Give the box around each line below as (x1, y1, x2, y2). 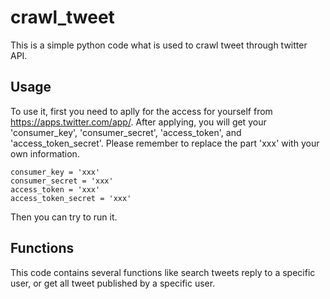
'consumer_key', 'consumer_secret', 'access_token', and (10, 126, 242, 138)
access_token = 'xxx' (10, 184, 101, 195)
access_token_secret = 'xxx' (10, 193, 132, 203)
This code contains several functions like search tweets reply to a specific (10, 266, 316, 278)
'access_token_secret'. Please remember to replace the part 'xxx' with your (10, 137, 320, 149)
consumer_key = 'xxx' (10, 167, 101, 177)
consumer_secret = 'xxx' (10, 176, 114, 186)
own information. (10, 147, 80, 160)
